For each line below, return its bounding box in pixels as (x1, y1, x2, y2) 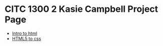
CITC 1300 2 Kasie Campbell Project (5, 3, 158, 15)
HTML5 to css (12, 36, 41, 42)
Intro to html (12, 30, 38, 36)
